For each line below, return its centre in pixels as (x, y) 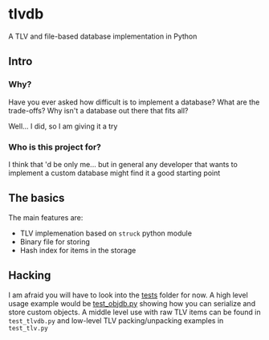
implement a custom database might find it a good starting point (114, 173)
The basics (37, 198)
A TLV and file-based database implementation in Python (103, 36)
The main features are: (46, 217)
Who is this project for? (55, 147)
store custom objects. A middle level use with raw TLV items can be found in (134, 312)
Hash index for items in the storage (78, 250)
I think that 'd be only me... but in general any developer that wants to (123, 164)
